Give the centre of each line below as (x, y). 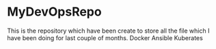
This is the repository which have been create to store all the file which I (108, 31)
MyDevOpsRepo (54, 12)
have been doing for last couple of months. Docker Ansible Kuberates (105, 37)
